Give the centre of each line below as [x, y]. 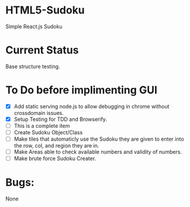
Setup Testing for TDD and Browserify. [61, 119]
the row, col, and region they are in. [56, 146]
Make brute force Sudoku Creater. [55, 158]
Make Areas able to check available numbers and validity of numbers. [98, 152]
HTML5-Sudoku [45, 10]
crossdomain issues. [39, 113]
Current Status [42, 50]
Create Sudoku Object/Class [48, 132]
